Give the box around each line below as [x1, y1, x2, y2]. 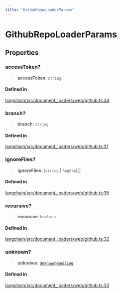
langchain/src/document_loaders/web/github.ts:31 [5, 144, 109, 149]
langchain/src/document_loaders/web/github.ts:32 [5, 236, 110, 242]
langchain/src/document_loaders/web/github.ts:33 [5, 282, 110, 288]
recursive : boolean [17, 214, 56, 219]
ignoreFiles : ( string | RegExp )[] [17, 167, 81, 173]
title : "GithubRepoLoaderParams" [5, 7, 75, 12]
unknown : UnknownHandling [17, 260, 74, 266]
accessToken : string [17, 75, 62, 81]
